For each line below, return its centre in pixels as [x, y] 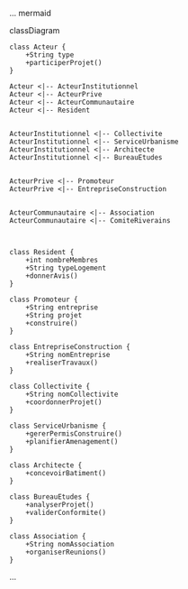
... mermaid [31, 13]
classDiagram [35, 30]
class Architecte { [46, 465]
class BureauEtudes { [50, 497]
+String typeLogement [66, 268]
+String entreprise [62, 308]
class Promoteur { [44, 299]
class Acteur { [38, 47]
